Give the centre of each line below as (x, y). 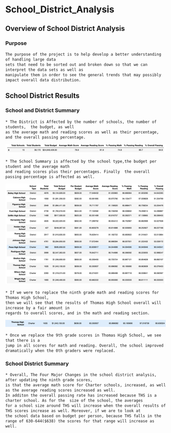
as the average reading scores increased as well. (60, 390)
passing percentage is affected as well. (50, 177)
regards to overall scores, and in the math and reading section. (78, 313)
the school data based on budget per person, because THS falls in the (83, 416)
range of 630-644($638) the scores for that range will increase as (80, 421)
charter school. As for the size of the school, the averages (74, 401)
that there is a (23, 340)
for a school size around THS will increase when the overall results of (86, 406)
